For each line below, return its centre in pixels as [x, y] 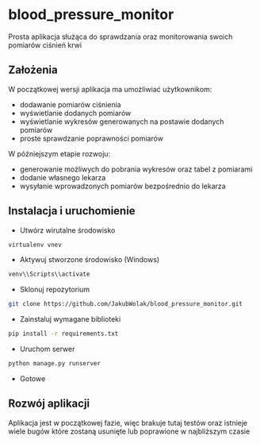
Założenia [33, 70]
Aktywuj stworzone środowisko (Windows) [90, 260]
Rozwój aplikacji [49, 404]
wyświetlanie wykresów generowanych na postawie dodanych [122, 122]
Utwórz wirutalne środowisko [67, 230]
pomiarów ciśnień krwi [45, 44]
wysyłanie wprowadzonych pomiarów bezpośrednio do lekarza [122, 186]
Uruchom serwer [47, 349]
